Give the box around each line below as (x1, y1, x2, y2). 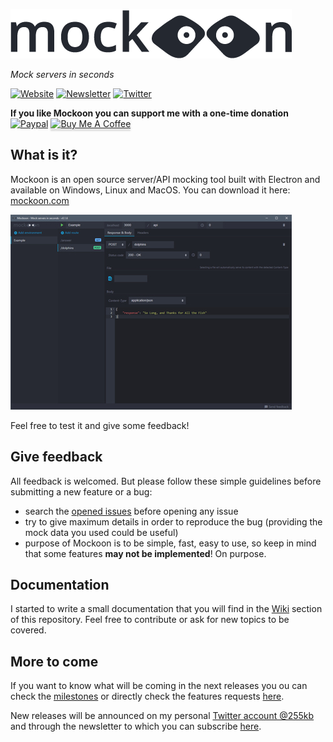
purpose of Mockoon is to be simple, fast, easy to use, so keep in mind (24, 537, 317, 549)
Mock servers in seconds (10, 69, 115, 80)
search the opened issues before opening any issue (24, 505, 239, 517)
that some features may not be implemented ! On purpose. (24, 547, 267, 559)
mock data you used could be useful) (24, 526, 179, 538)
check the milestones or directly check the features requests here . (10, 690, 285, 703)
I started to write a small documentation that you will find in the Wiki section (10, 603, 323, 615)
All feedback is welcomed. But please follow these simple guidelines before (10, 475, 322, 487)
